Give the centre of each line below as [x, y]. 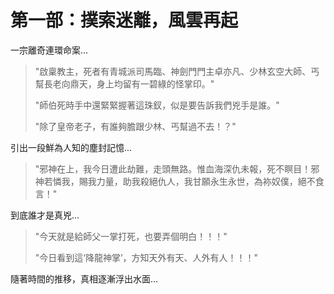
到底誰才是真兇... [45, 215]
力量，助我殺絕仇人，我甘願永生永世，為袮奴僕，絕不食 [210, 181]
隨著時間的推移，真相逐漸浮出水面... [84, 278]
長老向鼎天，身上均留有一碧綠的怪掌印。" [129, 83]
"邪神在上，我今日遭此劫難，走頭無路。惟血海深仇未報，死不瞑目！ [173, 168]
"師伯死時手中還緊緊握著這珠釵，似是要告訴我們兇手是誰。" [157, 105]
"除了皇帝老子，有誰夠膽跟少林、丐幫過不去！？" [135, 126]
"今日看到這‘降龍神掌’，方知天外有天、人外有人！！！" [146, 257]
